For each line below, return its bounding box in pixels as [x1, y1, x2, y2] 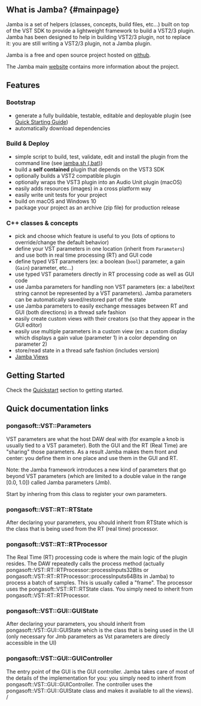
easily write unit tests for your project [14, 191, 108, 198]
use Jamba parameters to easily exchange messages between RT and [14, 302, 188, 310]
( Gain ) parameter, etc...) [14, 264, 74, 272]
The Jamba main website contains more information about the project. [6, 63, 179, 70]
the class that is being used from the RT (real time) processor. [6, 525, 159, 532]
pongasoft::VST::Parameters [6, 422, 92, 430]
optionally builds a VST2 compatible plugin [14, 172, 121, 179]
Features [6, 80, 40, 90]
